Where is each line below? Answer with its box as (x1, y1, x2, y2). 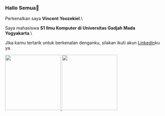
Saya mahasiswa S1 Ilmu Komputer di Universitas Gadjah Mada (5, 25, 135, 31)
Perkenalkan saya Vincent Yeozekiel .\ (5, 16, 83, 22)
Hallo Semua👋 (5, 4, 39, 11)
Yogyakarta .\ (5, 30, 33, 36)
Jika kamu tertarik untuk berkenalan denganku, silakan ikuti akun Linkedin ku (5, 40, 160, 46)
